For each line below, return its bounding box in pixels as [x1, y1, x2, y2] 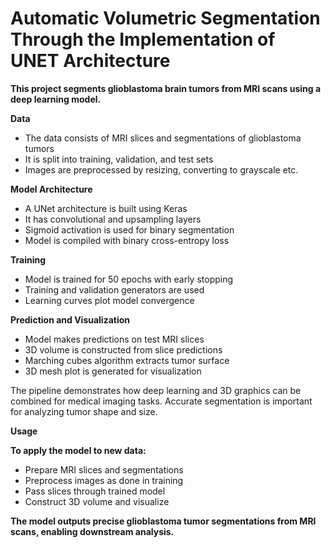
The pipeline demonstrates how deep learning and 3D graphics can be [10, 384, 302, 396]
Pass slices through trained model [24, 485, 166, 497]
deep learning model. [10, 93, 102, 105]
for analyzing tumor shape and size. [10, 405, 158, 417]
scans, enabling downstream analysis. [10, 525, 175, 537]
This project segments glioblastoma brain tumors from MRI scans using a [10, 82, 322, 94]
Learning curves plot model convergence [24, 294, 195, 306]
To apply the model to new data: [10, 444, 147, 456]
